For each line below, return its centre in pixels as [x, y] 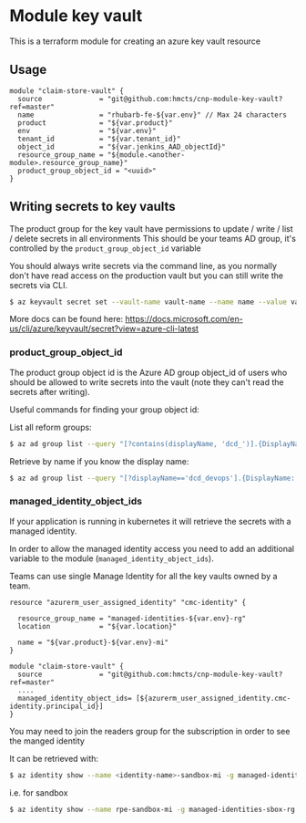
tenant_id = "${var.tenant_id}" [99, 139]
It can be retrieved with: [54, 758]
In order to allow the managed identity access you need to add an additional [152, 548]
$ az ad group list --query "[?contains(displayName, [114, 443]
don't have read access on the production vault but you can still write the [147, 276]
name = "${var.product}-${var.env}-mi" [93, 642]
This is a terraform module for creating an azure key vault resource [135, 41]
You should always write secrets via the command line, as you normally [143, 266]
